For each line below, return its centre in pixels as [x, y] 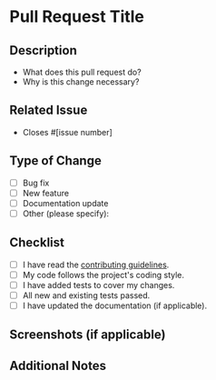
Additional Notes [58, 365]
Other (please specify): [66, 213]
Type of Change [55, 161]
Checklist [37, 243]
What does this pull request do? [82, 72]
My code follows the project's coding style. [103, 275]
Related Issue [49, 110]
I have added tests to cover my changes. [98, 285]
